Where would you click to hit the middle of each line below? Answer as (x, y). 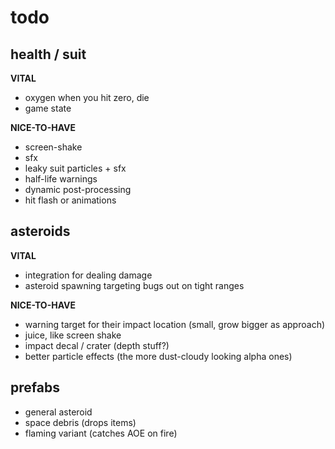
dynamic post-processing (78, 189)
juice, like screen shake (73, 335)
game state (48, 108)
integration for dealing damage (88, 275)
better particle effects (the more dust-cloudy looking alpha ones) (158, 356)
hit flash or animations (70, 200)
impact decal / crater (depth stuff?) (97, 345)
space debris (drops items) (80, 422)
